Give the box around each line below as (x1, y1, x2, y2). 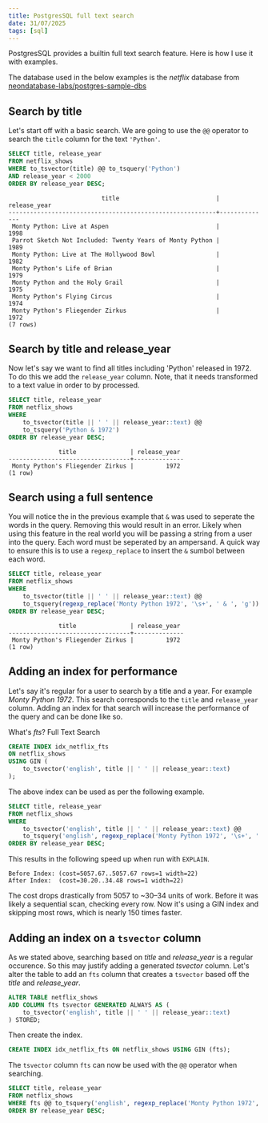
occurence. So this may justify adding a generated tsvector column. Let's (8, 960, 250, 971)
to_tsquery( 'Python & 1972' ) (22, 426, 120, 434)
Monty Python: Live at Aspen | (11, 222, 220, 230)
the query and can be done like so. (8, 712, 123, 721)
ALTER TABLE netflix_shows (8, 993, 98, 1001)
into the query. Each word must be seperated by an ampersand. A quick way (8, 537, 261, 547)
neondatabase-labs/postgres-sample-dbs (8, 81, 146, 91)
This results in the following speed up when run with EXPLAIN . (8, 854, 210, 864)
